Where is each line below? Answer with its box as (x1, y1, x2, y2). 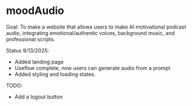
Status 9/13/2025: (6, 47, 50, 54)
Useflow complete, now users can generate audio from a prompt (14, 64, 171, 71)
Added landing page (14, 58, 64, 65)
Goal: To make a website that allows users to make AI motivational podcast (6, 23, 186, 30)
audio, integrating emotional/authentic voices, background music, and (6, 29, 175, 36)
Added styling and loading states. (14, 70, 96, 77)
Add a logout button (14, 93, 63, 100)
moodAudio (6, 4, 64, 17)
